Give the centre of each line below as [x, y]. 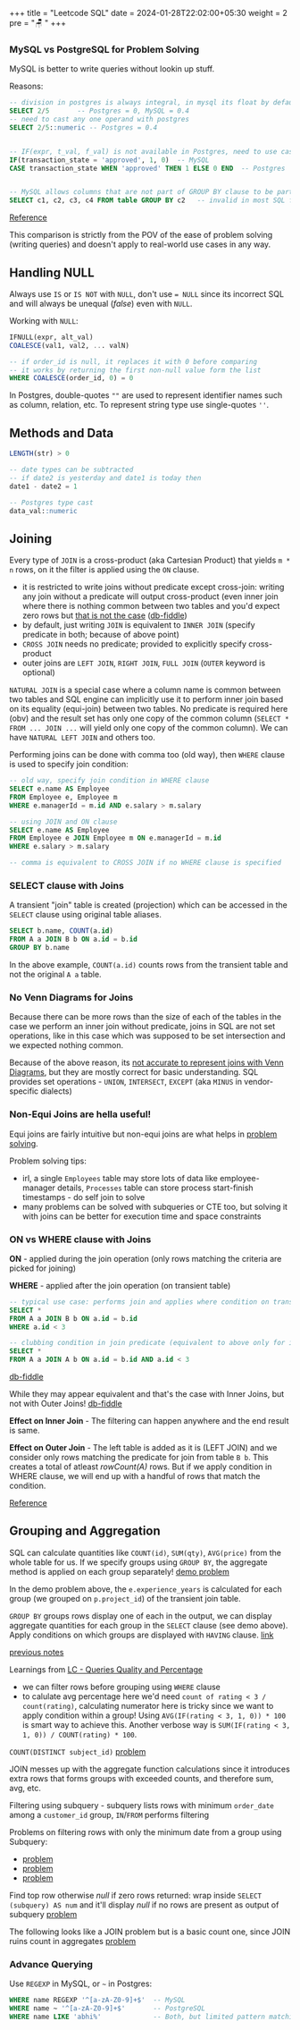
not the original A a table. [55, 975]
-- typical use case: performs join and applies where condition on [139, 1302]
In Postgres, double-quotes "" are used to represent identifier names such [146, 395]
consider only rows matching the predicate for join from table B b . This [139, 1458]
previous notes [37, 1652]
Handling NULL [52, 272]
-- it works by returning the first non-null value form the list [135, 370]
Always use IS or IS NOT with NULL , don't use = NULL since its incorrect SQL [146, 293]
